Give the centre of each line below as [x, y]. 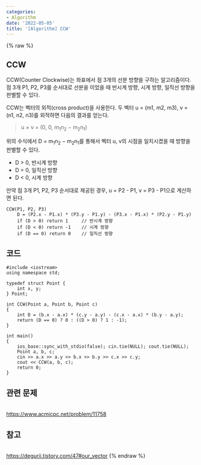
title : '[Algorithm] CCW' [38, 29]
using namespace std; [33, 273]
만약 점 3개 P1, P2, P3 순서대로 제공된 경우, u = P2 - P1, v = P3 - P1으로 [91, 190]
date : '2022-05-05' [31, 23]
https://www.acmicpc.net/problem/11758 [56, 414]
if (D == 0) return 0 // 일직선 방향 [65, 233]
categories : [21, 12]
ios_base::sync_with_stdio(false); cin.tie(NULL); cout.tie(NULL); [103, 346]
